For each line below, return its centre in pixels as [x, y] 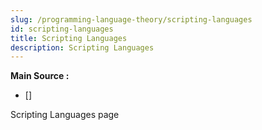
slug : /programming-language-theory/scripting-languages [131, 19]
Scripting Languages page [65, 115]
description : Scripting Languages [82, 47]
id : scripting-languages [62, 29]
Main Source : [40, 76]
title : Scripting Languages [69, 38]
